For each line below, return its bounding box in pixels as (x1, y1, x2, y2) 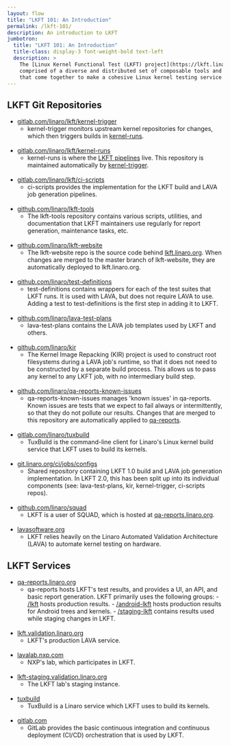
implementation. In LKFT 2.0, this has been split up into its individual (27, 474, 220, 483)
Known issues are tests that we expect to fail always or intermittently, (27, 402, 222, 410)
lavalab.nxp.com (16, 651, 64, 659)
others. (27, 328, 48, 337)
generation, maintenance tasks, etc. (27, 227, 129, 235)
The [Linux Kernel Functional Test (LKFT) (19, 61, 142, 68)
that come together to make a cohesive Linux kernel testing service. (19, 73, 225, 81)
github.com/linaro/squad (16, 503, 87, 512)
